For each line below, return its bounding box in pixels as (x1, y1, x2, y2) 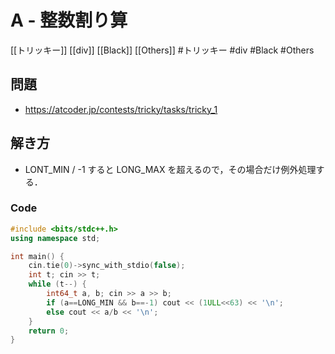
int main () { (10, 251, 65, 261)
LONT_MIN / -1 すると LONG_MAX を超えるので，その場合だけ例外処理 (24, 163, 317, 175)
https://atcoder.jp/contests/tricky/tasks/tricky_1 (24, 103, 218, 115)
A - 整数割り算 (10, 9, 128, 32)
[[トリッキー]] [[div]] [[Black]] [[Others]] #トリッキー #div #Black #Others (10, 44, 315, 56)
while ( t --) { (28, 279, 87, 290)
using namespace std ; (10, 233, 101, 243)
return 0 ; (28, 326, 70, 336)
